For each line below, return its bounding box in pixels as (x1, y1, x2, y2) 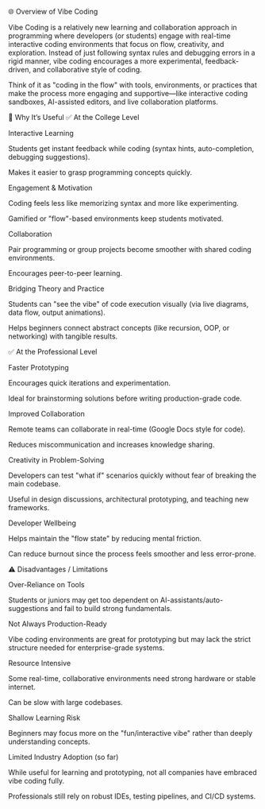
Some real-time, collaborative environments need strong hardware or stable (8, 674, 256, 683)
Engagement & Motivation (8, 183, 93, 192)
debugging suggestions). (8, 153, 90, 161)
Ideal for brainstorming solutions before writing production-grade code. (8, 393, 242, 403)
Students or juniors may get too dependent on (8, 595, 159, 605)
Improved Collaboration (8, 409, 86, 418)
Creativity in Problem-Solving (8, 455, 105, 464)
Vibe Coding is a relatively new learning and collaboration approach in (8, 23, 237, 32)
